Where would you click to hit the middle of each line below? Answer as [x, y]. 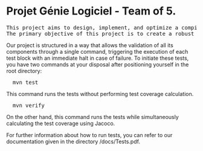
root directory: [24, 71]
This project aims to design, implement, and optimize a [92, 27]
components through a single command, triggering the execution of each [97, 51]
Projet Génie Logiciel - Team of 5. [91, 11]
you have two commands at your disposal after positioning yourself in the [98, 64]
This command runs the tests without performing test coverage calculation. [100, 94]
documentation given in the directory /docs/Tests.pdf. [73, 141]
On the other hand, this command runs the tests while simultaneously [93, 117]
